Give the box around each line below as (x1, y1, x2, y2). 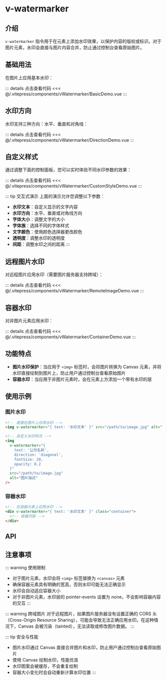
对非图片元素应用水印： (5, 318, 53, 324)
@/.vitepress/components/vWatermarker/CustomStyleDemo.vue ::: (5, 183, 142, 189)
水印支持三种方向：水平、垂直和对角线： (5, 121, 88, 127)
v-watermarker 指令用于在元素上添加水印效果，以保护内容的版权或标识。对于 (5, 38, 162, 44)
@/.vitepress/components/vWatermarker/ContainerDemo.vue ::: (5, 334, 136, 340)
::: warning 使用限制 (5, 564, 46, 570)
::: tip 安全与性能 (5, 634, 39, 640)
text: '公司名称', (14, 448, 49, 453)
